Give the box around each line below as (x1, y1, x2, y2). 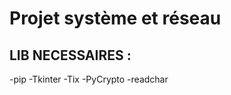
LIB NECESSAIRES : (9, 47, 132, 64)
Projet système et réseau (9, 7, 222, 30)
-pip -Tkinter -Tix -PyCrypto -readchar (9, 73, 169, 85)
